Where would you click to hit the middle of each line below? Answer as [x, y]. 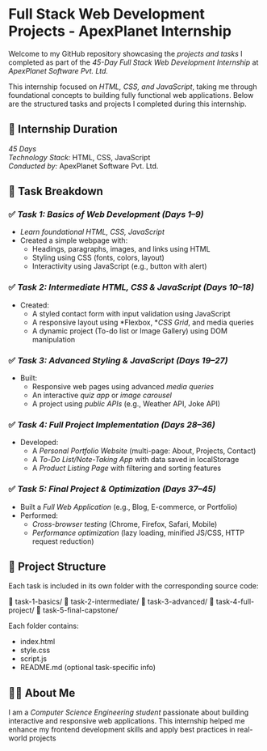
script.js [33, 659]
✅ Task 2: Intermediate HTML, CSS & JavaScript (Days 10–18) [131, 287]
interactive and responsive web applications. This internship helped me [127, 721]
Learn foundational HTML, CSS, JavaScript [92, 232]
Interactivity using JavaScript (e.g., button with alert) [119, 266]
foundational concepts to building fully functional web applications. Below [131, 95]
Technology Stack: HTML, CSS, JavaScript [79, 157]
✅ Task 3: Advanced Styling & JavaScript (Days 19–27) [118, 360]
